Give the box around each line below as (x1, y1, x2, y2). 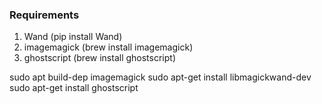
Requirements (9, 8, 80, 22)
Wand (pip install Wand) (23, 31, 123, 43)
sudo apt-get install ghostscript (9, 82, 139, 94)
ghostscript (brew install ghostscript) (23, 52, 177, 64)
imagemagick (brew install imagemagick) (23, 41, 194, 53)
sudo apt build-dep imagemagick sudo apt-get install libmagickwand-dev (9, 71, 312, 83)
